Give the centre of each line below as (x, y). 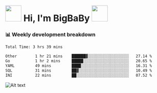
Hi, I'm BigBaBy (57, 18)
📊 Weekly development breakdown (50, 35)
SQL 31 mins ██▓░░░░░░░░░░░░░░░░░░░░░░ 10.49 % (79, 71)
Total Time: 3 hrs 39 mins (34, 47)
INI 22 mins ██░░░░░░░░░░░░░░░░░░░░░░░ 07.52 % (79, 75)
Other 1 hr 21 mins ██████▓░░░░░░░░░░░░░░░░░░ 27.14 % (79, 56)
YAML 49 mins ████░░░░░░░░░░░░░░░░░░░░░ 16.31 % (79, 66)
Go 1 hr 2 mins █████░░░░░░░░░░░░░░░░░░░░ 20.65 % (79, 61)
